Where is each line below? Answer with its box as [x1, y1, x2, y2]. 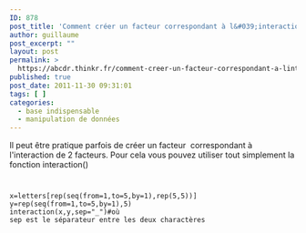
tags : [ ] [9, 89, 47, 98]
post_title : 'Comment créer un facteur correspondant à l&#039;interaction [9, 22, 303, 31]
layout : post [9, 47, 59, 56]
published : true [9, 73, 71, 82]
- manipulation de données [17, 115, 120, 124]
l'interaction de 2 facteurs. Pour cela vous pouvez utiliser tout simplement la [9, 149, 295, 160]
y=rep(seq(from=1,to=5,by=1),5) [9, 199, 132, 209]
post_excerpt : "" [9, 38, 76, 48]
